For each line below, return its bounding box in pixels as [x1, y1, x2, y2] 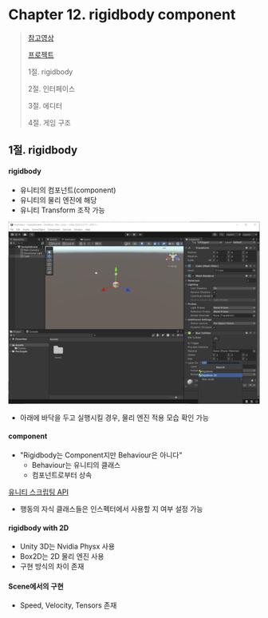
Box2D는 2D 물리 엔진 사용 [19, 552, 104, 561]
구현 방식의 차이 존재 [19, 561, 85, 572]
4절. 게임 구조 [27, 117, 72, 127]
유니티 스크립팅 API [8, 487, 69, 497]
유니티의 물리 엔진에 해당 [19, 195, 97, 204]
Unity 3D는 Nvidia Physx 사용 [19, 541, 116, 552]
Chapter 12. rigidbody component [8, 6, 236, 24]
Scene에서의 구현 [8, 581, 64, 591]
